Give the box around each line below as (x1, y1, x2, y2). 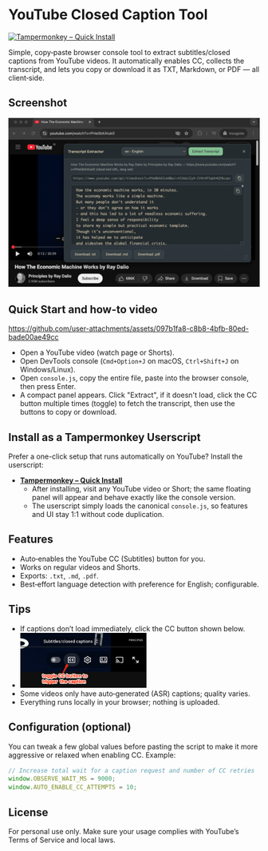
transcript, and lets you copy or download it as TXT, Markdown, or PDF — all (8, 64, 260, 74)
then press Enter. (19, 382, 77, 392)
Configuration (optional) (8, 721, 132, 734)
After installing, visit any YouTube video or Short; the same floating (31, 484, 251, 493)
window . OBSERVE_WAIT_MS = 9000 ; (8, 775, 116, 783)
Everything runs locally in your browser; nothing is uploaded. (19, 697, 220, 706)
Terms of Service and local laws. (8, 835, 116, 845)
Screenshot (8, 96, 68, 109)
